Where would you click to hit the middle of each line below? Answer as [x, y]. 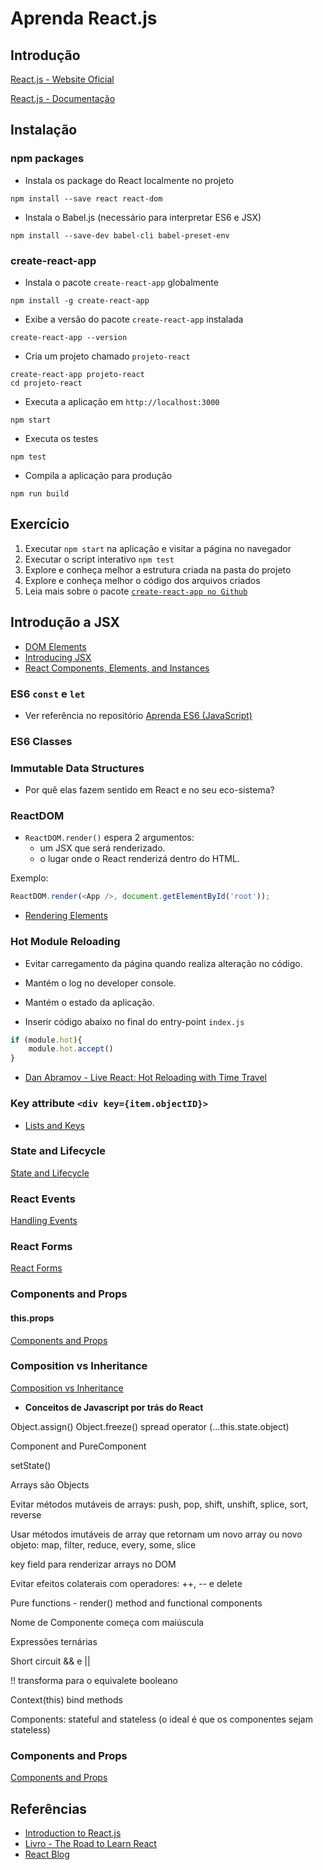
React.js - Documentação [63, 98]
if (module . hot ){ [46, 1040]
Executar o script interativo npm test [99, 559]
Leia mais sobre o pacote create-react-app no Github [136, 591]
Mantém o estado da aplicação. [89, 1002]
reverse [26, 1514]
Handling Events [44, 1221]
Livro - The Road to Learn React [90, 1843]
